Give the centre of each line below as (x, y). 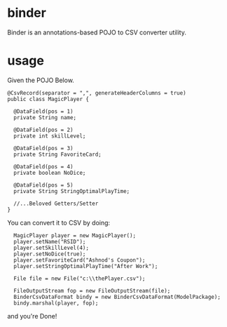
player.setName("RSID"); (50, 241)
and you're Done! (32, 316)
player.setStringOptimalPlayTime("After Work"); (86, 266)
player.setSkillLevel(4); (51, 248)
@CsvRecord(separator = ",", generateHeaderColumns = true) (97, 93)
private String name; (45, 117)
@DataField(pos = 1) (43, 111)
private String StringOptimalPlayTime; (72, 191)
